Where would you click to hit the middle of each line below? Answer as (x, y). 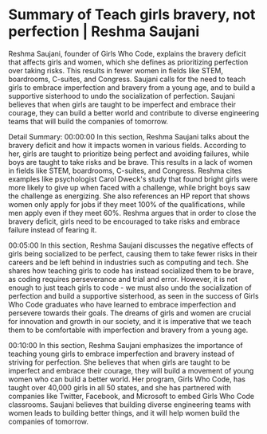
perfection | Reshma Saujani (104, 31)
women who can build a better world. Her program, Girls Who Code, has (127, 379)
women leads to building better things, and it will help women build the (124, 412)
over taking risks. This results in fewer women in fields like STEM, (116, 70)
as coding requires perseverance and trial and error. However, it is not (123, 279)
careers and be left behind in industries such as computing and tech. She (128, 262)
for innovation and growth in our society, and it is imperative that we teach (130, 321)
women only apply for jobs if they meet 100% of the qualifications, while (127, 204)
